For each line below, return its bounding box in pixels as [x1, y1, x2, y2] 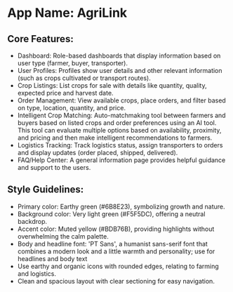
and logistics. [17, 269, 56, 278]
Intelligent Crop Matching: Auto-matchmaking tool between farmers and [17, 111, 226, 119]
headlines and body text [17, 254, 88, 263]
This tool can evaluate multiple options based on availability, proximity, [17, 126, 222, 134]
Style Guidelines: [7, 184, 84, 196]
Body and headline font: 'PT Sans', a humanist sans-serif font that [17, 239, 208, 248]
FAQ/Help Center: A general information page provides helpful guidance [17, 156, 226, 164]
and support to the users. [17, 164, 91, 171]
